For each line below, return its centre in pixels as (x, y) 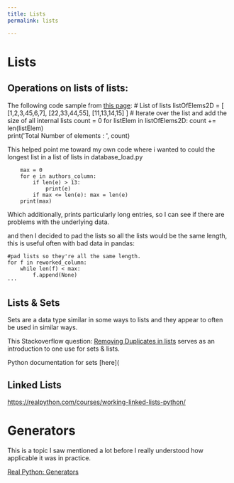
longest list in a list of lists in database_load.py (75, 156)
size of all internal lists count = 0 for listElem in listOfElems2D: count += (112, 120)
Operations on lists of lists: (68, 89)
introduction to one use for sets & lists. (64, 349)
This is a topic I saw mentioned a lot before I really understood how (105, 451)
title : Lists (27, 14)
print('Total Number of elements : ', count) (69, 135)
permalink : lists (33, 21)
